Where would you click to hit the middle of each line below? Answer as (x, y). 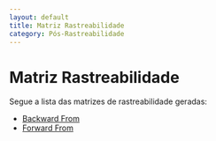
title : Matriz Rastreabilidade (67, 26)
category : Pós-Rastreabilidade (67, 33)
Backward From (50, 119)
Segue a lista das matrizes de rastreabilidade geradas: (108, 101)
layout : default (39, 17)
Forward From (47, 128)
